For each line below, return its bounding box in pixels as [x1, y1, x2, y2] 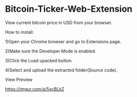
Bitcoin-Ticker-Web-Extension [5, 3, 133, 15]
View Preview [5, 76, 33, 82]
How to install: [5, 29, 34, 35]
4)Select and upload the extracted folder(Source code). [5, 67, 118, 73]
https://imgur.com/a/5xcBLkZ [5, 86, 65, 92]
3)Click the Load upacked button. [5, 57, 73, 63]
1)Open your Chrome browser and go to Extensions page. [5, 38, 121, 45]
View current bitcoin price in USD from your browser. [5, 20, 112, 25]
